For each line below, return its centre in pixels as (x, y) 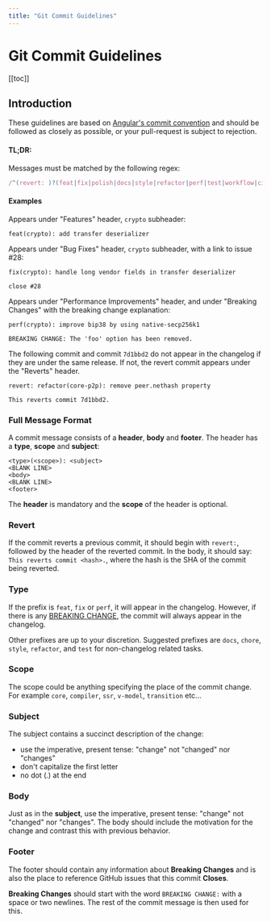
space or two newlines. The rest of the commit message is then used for (129, 902)
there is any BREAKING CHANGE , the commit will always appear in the (125, 615)
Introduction (40, 103)
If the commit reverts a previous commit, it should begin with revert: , (124, 543)
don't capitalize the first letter (69, 767)
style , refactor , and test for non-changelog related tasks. (106, 648)
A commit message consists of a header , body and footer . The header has (133, 438)
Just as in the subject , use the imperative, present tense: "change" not (126, 814)
